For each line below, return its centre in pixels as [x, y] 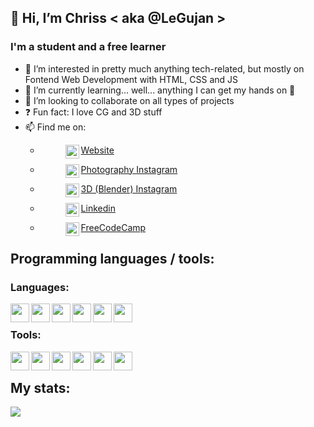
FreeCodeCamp [113, 227]
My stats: [40, 388]
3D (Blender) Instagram [129, 188]
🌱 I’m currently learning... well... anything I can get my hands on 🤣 [160, 90]
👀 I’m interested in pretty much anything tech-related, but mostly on [164, 68]
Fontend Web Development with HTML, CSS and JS [131, 79]
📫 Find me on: [55, 127]
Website [97, 150]
